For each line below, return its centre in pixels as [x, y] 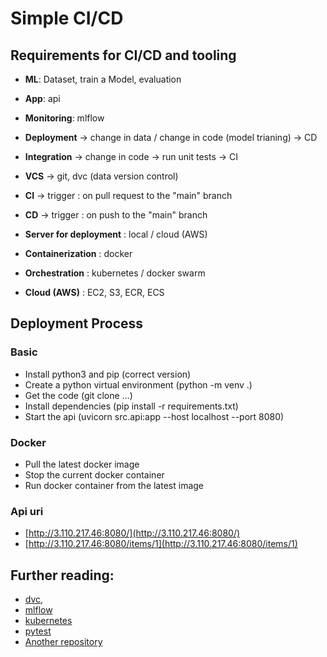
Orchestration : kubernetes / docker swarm [115, 273]
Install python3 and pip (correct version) [108, 374]
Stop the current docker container [94, 474]
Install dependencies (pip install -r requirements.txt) [131, 406]
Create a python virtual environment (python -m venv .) [138, 384]
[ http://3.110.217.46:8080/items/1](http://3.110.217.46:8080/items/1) [161, 544]
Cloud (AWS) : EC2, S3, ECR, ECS [94, 292]
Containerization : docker [78, 253]
